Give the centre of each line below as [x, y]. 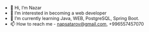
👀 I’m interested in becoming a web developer [58, 13]
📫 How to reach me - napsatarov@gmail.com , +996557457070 [77, 24]
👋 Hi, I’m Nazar [26, 8]
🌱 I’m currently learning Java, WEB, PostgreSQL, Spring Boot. [74, 18]
